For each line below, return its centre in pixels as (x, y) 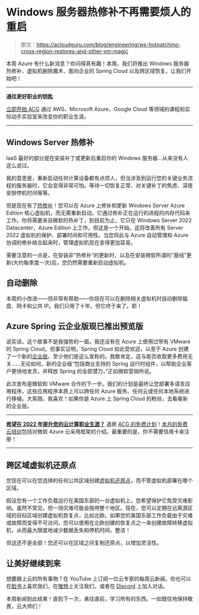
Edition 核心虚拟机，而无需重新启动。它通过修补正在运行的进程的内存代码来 (98, 213)
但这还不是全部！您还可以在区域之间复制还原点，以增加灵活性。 (84, 543)
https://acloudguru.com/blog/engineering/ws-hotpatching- (108, 44)
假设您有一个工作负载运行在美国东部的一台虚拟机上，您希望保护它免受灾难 (97, 501)
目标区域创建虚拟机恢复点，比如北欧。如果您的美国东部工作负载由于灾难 (105, 515)
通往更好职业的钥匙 (30, 96)
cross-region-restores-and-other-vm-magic (74, 51)
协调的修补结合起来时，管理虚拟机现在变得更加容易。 (71, 242)
